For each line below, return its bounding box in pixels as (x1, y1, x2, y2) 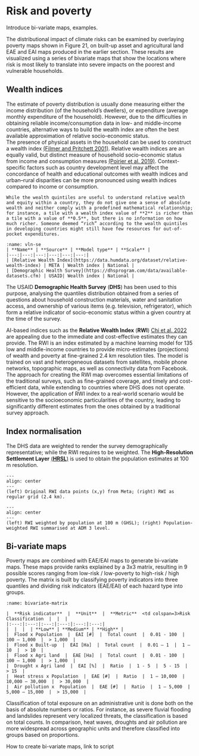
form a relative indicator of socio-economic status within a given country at (6, 309, 191, 316)
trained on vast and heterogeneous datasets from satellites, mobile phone (6, 358, 188, 365)
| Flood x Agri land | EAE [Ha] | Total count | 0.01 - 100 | (6, 653, 185, 659)
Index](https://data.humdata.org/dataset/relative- (57, 257, 188, 263)
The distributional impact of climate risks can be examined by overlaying (6, 35, 185, 42)
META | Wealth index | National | (48, 262, 135, 268)
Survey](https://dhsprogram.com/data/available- (64, 268, 188, 273)
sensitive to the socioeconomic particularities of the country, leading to (6, 396, 181, 404)
